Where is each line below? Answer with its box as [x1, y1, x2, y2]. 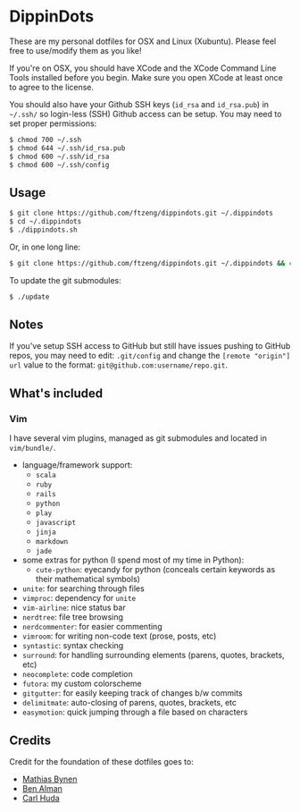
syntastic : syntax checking [21, 640, 124, 651]
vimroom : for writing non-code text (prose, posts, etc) [21, 630, 217, 641]
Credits [9, 732, 52, 748]
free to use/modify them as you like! [9, 45, 142, 55]
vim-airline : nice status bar [21, 602, 127, 613]
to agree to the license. [9, 81, 95, 92]
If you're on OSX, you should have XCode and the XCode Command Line [9, 63, 277, 73]
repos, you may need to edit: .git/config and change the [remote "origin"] [9, 351, 291, 361]
